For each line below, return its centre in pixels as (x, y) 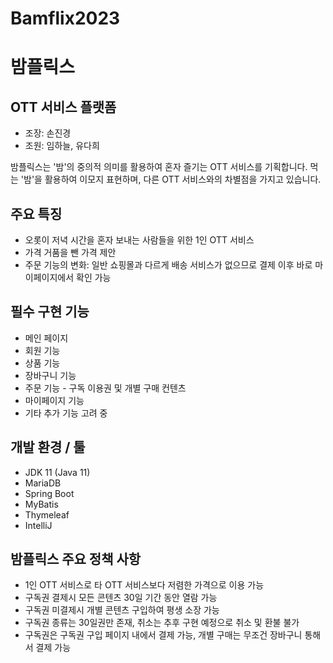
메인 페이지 (46, 338)
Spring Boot (49, 493)
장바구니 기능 (50, 375)
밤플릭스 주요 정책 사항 (76, 559)
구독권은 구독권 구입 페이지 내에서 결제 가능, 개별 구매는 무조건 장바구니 (163, 635)
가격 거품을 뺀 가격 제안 (70, 252)
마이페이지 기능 (54, 400)
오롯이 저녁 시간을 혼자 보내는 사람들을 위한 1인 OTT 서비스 (139, 240)
